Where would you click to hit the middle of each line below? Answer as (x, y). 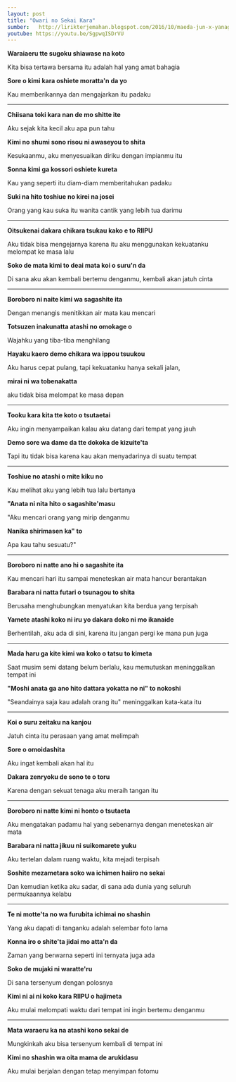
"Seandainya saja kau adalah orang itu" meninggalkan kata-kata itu (104, 702)
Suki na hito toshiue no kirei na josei (61, 197)
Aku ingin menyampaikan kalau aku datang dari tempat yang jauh (102, 429)
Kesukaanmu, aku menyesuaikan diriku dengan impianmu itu (95, 156)
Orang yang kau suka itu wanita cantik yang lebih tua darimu (95, 210)
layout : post (26, 14)
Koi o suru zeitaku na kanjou (49, 723)
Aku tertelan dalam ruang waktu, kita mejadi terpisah (84, 859)
